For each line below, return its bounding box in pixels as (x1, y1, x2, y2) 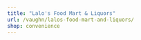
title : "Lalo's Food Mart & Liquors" (7, 9, 116, 17)
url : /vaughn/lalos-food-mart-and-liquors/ (7, 16, 135, 23)
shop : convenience (7, 22, 60, 29)
